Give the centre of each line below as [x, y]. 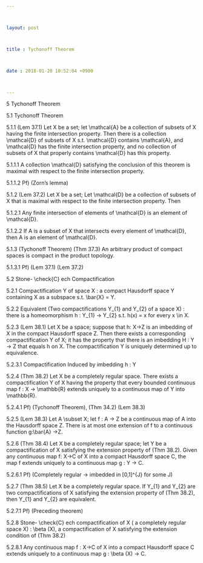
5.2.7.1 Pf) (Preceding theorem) [45, 511]
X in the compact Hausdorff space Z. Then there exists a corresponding [96, 334]
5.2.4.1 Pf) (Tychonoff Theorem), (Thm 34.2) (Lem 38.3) [76, 407]
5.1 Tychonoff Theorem [35, 116]
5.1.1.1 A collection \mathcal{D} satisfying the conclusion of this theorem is [98, 165]
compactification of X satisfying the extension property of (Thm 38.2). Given [102, 450]
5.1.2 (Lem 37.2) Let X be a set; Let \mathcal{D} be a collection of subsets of [101, 195]
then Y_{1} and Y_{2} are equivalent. [52, 499]
